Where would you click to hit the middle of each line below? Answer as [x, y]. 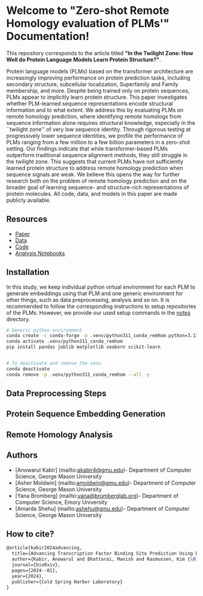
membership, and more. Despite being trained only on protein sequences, [98, 90]
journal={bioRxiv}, [36, 565]
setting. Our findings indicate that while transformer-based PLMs [87, 149]
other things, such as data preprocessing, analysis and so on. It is [88, 300]
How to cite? [30, 534]
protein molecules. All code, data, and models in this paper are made [92, 193]
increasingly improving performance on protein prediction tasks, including [98, 78]
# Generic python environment [44, 330]
